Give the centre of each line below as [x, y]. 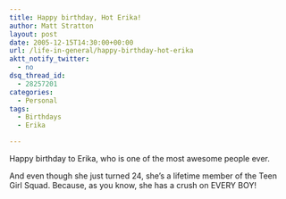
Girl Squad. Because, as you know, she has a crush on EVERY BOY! [133, 185]
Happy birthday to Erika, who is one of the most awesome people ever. [140, 158]
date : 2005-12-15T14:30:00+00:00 [71, 42]
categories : [31, 92]
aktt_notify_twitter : [50, 59]
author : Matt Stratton [51, 26]
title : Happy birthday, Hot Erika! [76, 17]
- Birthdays [40, 117]
